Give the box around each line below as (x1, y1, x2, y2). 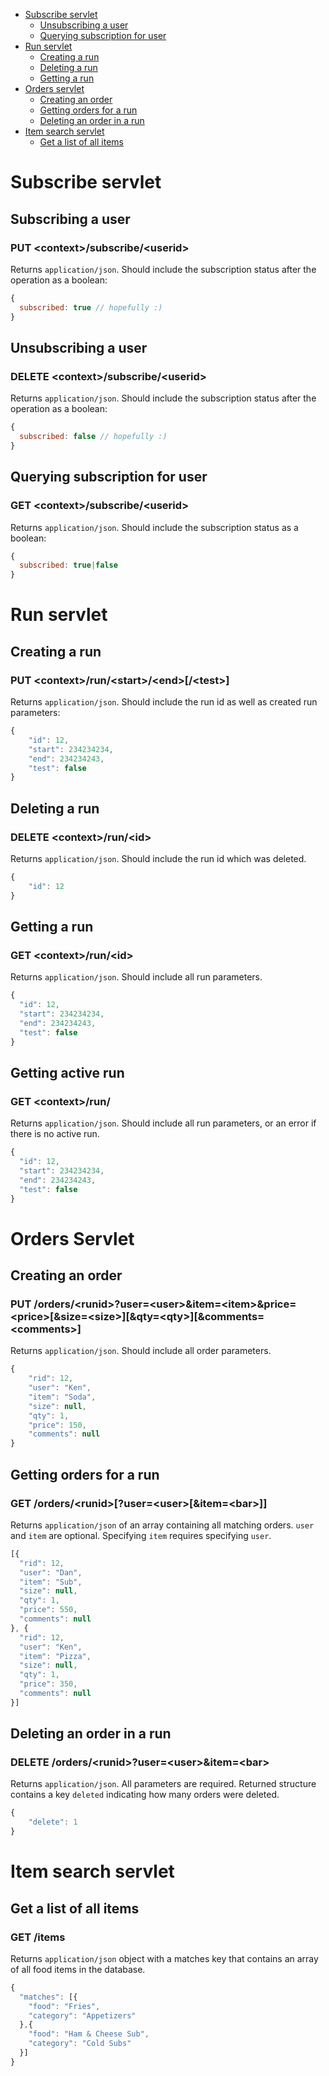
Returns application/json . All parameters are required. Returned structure (10, 1778, 317, 1790)
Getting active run (10, 1064, 125, 1081)
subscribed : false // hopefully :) (19, 432, 168, 442)
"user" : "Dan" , (19, 1567, 83, 1578)
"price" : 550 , (19, 1605, 78, 1615)
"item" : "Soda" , (28, 1392, 97, 1402)
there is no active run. (10, 1128, 100, 1140)
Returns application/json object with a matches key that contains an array (10, 1952, 319, 1964)
